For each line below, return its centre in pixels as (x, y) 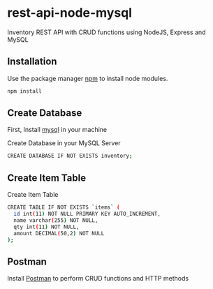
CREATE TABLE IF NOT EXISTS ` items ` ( (64, 207)
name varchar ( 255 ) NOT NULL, (56, 220)
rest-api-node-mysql (70, 13)
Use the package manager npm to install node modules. (88, 78)
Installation (32, 62)
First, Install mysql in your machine (57, 130)
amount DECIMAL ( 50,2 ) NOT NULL (59, 233)
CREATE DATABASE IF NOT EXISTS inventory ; (70, 156)
